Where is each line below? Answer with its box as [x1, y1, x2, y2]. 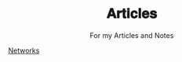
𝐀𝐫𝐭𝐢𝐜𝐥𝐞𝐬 [106, 5, 158, 22]
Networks [8, 46, 40, 55]
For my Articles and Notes [89, 30, 174, 40]
